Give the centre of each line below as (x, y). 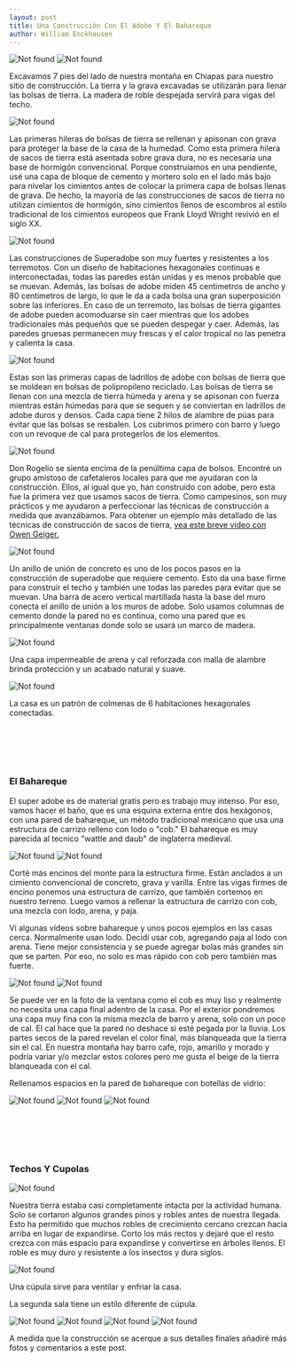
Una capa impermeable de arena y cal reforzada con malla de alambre (138, 660)
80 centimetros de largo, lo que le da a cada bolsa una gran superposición (145, 296)
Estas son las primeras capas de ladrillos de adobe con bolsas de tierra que (148, 377)
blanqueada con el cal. (51, 1066)
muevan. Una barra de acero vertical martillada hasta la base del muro (137, 597)
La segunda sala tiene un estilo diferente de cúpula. (103, 1303)
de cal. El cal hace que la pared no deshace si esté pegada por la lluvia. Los (148, 1028)
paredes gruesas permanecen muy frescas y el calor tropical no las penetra (148, 334)
